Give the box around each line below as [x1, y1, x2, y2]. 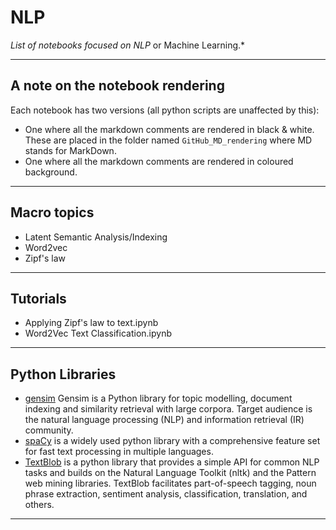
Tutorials [10, 290, 67, 307]
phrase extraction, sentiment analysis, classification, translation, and [24, 488, 308, 500]
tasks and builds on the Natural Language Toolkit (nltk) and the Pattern [24, 467, 317, 479]
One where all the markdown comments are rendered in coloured [24, 155, 294, 167]
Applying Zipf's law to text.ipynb [24, 317, 159, 329]
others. [24, 499, 55, 511]
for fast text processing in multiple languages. [24, 446, 214, 458]
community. [24, 424, 74, 436]
